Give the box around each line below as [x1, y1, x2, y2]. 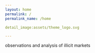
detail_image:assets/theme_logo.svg [5, 25, 79, 30]
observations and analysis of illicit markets [5, 42, 91, 49]
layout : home [5, 7, 32, 12]
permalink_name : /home [5, 16, 51, 21]
